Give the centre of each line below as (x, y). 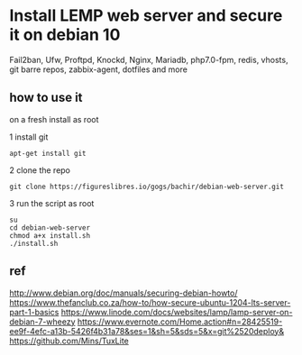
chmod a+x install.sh (50, 235)
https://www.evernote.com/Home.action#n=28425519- (180, 322)
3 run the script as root (52, 203)
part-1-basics (34, 312)
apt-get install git (48, 153)
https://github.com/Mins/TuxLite (69, 341)
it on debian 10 (65, 35)
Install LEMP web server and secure (146, 16)
